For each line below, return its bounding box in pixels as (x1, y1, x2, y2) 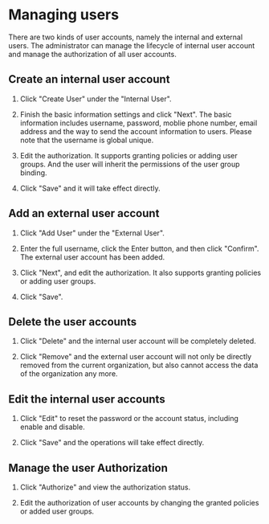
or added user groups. (19, 506, 95, 516)
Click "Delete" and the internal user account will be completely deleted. (19, 336, 257, 346)
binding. (19, 167, 47, 178)
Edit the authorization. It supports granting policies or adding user (19, 150, 238, 160)
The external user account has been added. (19, 252, 165, 262)
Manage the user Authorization (8, 461, 169, 475)
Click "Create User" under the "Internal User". (19, 94, 172, 104)
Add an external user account (8, 207, 160, 220)
